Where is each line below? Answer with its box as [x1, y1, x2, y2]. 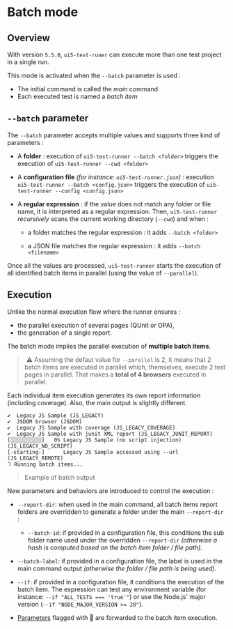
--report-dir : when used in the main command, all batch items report [17, 500, 218, 508]
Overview [7, 32, 51, 44]
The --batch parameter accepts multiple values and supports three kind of [7, 130, 220, 139]
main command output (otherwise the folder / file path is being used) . [17, 564, 217, 573]
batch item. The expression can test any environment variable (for [17, 585, 207, 593]
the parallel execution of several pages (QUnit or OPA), [17, 321, 175, 329]
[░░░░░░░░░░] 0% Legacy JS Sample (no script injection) [7, 437, 182, 444]
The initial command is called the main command [17, 85, 159, 93]
